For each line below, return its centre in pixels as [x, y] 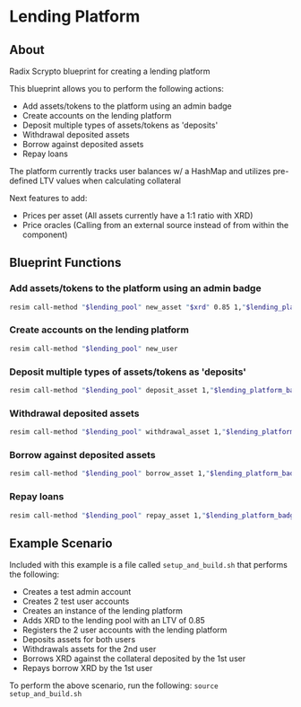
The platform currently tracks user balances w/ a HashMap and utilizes [140, 171]
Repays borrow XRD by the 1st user [87, 668]
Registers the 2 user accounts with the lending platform [125, 630]
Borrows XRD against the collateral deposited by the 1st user [134, 658]
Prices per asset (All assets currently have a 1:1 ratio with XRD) [138, 216]
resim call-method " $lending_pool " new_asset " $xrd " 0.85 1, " [128, 307]
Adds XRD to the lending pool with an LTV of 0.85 [114, 621]
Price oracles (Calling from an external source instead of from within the [155, 225]
